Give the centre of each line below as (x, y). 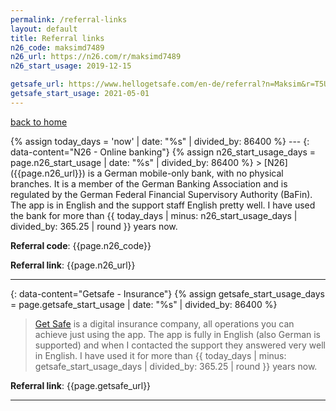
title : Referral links (57, 38)
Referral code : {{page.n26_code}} (81, 245)
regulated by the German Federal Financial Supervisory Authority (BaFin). (161, 194)
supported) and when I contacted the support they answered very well (180, 345)
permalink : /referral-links (69, 19)
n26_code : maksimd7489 (57, 47)
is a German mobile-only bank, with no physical (185, 173)
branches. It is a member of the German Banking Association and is (149, 183)
